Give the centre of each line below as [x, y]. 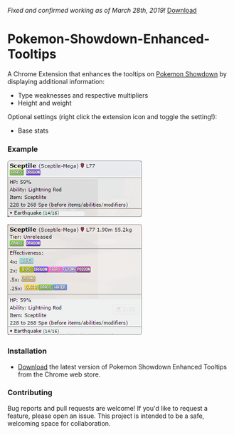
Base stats [33, 130]
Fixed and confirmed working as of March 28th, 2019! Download [102, 10]
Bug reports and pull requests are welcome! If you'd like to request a [108, 408]
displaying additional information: [56, 81]
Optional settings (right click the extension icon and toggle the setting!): [112, 116]
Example [23, 149]
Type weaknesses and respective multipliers [83, 95]
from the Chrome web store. [59, 374]
